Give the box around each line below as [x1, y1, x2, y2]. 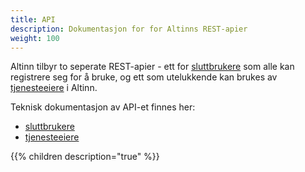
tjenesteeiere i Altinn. [10, 82, 98, 94]
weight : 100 [10, 33, 60, 43]
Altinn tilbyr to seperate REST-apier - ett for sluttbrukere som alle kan [10, 61, 295, 73]
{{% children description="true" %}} [10, 151, 160, 163]
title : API [10, 14, 56, 25]
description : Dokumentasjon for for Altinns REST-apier [10, 24, 248, 34]
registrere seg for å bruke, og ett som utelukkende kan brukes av [10, 71, 278, 83]
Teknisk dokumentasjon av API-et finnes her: [10, 101, 196, 113]
